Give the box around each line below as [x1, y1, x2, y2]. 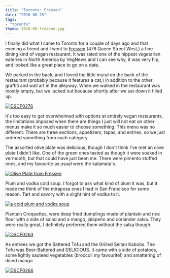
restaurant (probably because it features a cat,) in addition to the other [5, 77, 153, 83]
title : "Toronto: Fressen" [5, 7, 62, 13]
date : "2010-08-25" [5, 12, 47, 17]
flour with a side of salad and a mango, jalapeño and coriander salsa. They [5, 217, 161, 223]
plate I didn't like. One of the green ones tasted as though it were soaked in [5, 150, 162, 156]
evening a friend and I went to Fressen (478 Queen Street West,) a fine [5, 46, 153, 52]
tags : [5, 17, 17, 22]
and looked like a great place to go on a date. [5, 62, 100, 68]
